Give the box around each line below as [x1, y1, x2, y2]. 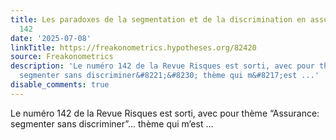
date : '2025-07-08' [10, 33, 92, 43]
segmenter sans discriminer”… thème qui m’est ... [10, 117, 214, 130]
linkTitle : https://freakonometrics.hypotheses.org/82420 [10, 42, 257, 53]
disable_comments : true [10, 80, 110, 90]
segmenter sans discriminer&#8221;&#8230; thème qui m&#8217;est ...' [19, 71, 320, 81]
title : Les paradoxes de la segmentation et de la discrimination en [10, 14, 307, 25]
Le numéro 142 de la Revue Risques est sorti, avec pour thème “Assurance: [10, 107, 320, 119]
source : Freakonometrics [10, 52, 114, 62]
